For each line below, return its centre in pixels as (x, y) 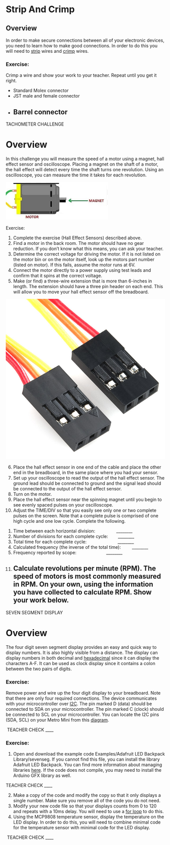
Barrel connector (40, 112)
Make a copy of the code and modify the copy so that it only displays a (87, 795)
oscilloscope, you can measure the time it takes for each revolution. (76, 175)
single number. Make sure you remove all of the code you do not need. (87, 801)
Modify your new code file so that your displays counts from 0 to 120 (85, 806)
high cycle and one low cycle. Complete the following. (69, 521)
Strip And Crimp (40, 9)
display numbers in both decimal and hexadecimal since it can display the (82, 658)
